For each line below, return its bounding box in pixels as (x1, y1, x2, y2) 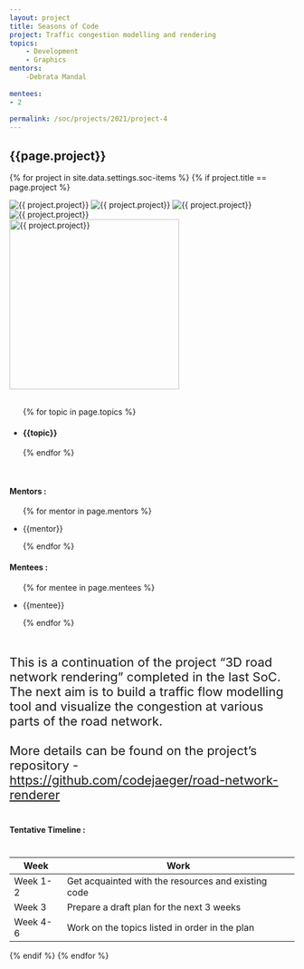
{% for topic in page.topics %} (22, 406, 137, 417)
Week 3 (14, 900, 47, 913)
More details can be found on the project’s (9, 742, 258, 759)
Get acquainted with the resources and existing (66, 875, 268, 887)
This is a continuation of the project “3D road (9, 654, 273, 670)
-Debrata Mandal (25, 73, 88, 82)
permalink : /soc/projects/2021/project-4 (9, 114, 168, 123)
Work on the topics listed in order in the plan (66, 921, 255, 934)
